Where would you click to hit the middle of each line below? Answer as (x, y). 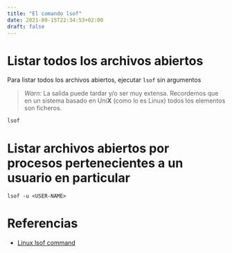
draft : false (26, 26)
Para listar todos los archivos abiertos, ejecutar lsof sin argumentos (104, 80)
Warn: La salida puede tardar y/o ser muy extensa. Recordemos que (121, 94)
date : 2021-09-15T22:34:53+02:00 (55, 20)
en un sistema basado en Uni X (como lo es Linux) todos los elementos (125, 101)
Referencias (43, 224)
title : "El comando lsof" (44, 14)
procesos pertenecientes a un (95, 163)
